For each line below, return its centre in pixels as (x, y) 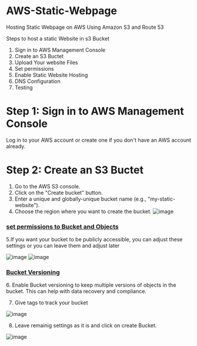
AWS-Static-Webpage (62, 11)
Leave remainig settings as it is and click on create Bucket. (86, 325)
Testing (24, 87)
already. (16, 146)
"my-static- (161, 199)
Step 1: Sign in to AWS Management (95, 112)
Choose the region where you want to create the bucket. (83, 211)
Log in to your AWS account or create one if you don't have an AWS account (99, 140)
